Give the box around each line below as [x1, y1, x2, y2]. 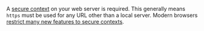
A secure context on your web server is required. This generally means [6, 5, 186, 12]
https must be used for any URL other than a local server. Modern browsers [6, 12, 198, 19]
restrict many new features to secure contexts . [6, 18, 124, 25]
